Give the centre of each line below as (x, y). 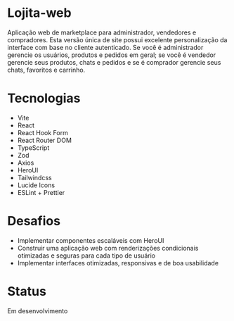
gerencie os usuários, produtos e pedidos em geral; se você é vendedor (112, 55)
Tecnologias (44, 98)
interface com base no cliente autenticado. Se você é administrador (105, 47)
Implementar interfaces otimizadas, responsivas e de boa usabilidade (118, 263)
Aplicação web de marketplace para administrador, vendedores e (102, 32)
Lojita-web (39, 13)
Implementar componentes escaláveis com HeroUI (91, 240)
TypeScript (33, 147)
